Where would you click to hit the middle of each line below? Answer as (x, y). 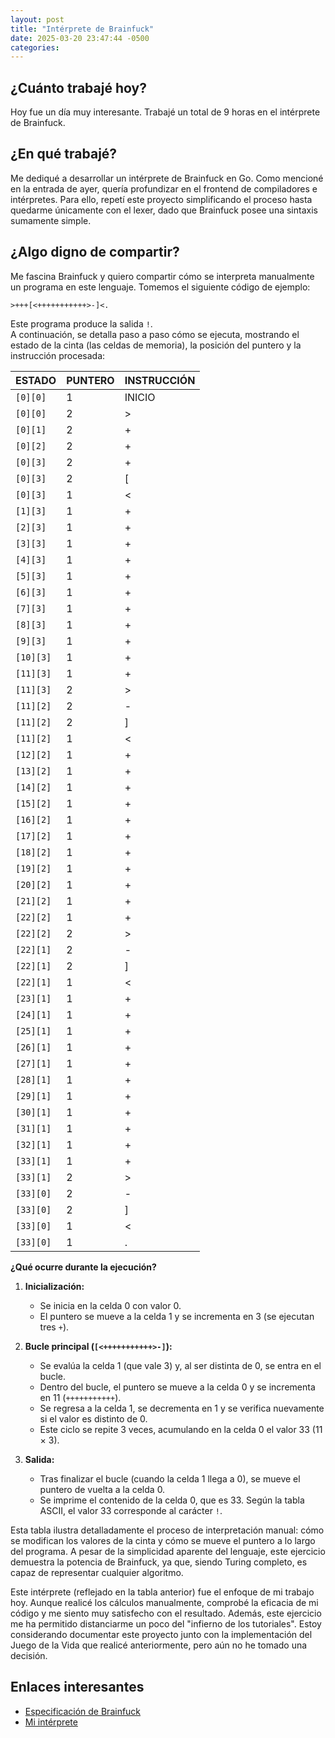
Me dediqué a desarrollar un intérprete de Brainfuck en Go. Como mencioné (167, 178)
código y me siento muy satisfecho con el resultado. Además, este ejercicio (166, 1613)
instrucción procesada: (58, 355)
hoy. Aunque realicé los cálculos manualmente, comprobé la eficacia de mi (164, 1602)
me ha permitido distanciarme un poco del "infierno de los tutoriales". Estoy (166, 1623)
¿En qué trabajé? (64, 154)
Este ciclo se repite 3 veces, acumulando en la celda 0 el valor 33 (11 (181, 1429)
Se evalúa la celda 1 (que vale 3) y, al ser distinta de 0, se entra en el (180, 1365)
